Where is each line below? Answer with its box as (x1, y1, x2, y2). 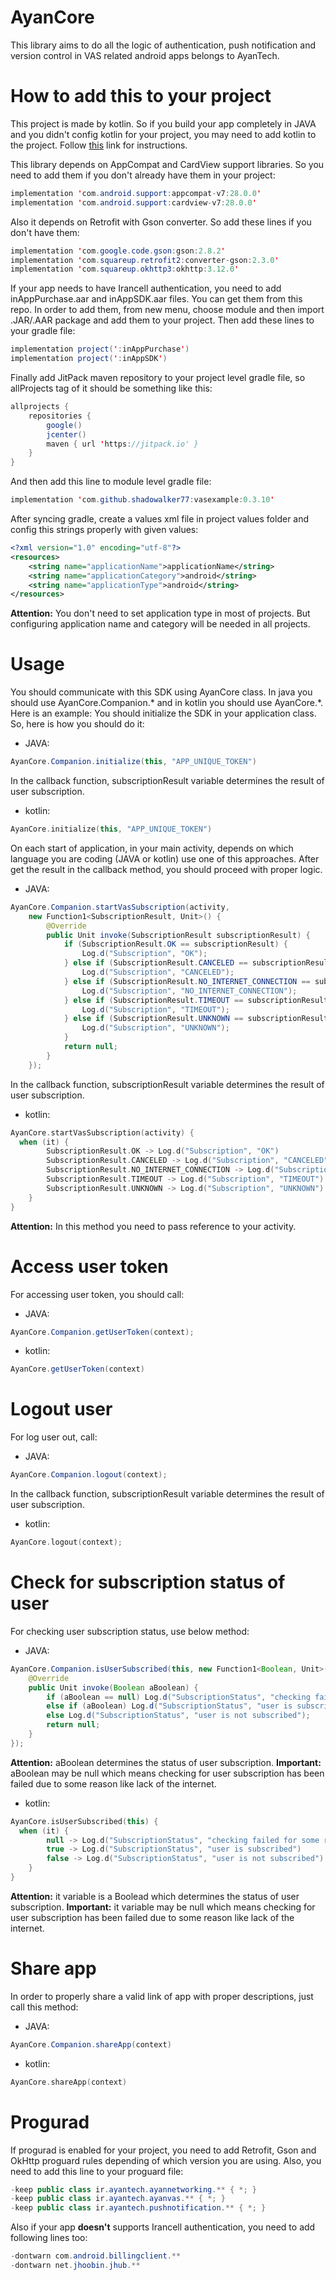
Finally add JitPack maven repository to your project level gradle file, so (10, 372, 306, 383)
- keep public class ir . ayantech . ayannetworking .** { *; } (10, 2184, 257, 2195)
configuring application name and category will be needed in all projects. (10, 618, 311, 630)
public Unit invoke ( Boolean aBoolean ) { (28, 1682, 199, 1693)
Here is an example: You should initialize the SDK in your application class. (10, 707, 317, 720)
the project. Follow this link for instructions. (10, 139, 188, 151)
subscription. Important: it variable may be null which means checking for (10, 1901, 316, 1913)
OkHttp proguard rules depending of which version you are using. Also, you (10, 2154, 322, 2166)
